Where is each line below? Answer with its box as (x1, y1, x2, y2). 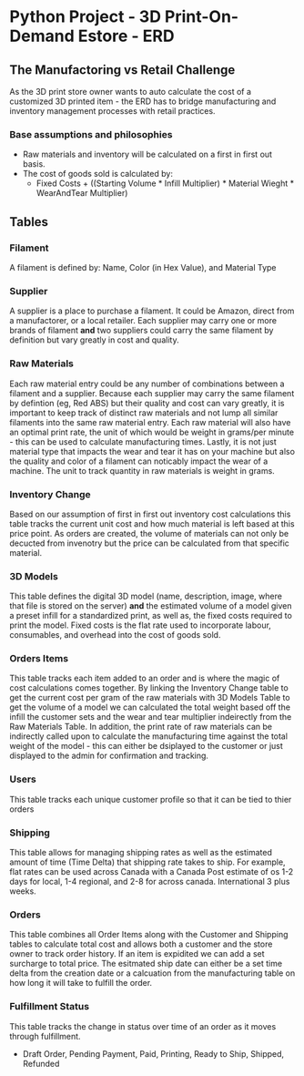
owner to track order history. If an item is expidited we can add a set (9, 948, 266, 959)
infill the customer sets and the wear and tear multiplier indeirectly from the (9, 712, 292, 722)
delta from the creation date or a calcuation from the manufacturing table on (9, 968, 296, 979)
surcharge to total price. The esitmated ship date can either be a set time (9, 958, 283, 969)
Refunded (22, 1058, 60, 1069)
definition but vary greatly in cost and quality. (9, 334, 179, 345)
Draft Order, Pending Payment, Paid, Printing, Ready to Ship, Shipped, (22, 1048, 285, 1059)
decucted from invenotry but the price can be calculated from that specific (9, 538, 289, 548)
